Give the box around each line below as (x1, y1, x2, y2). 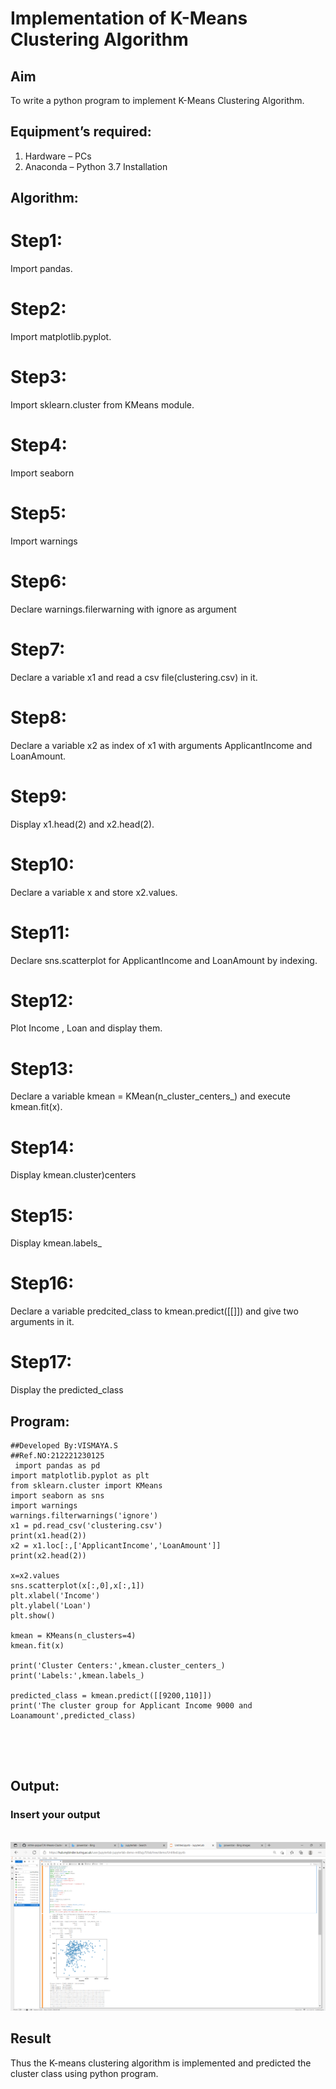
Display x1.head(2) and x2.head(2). (10, 818, 155, 830)
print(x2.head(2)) (10, 1550, 87, 1561)
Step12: (10, 989, 74, 1012)
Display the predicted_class (10, 1384, 124, 1396)
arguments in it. (10, 1316, 75, 1328)
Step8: (10, 706, 68, 729)
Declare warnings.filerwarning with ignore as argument (10, 603, 237, 615)
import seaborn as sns (10, 1490, 105, 1501)
